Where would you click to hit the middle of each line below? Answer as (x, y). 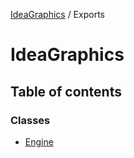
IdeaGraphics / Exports (57, 14)
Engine (39, 141)
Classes (30, 120)
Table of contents (66, 91)
